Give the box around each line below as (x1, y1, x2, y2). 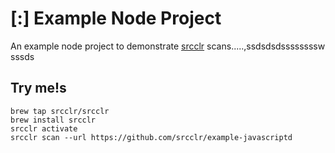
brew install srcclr (10, 115, 97, 125)
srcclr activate (10, 123, 78, 134)
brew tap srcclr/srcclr (10, 106, 110, 116)
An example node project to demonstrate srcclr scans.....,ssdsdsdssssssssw (10, 40, 326, 52)
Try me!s (10, 80, 67, 97)
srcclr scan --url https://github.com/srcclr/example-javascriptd (10, 132, 293, 142)
